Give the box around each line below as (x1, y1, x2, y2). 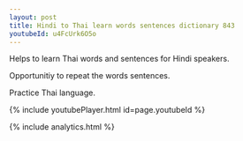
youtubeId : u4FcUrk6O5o (9, 29, 97, 38)
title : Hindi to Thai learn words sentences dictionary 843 (9, 21, 236, 30)
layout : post (9, 12, 57, 22)
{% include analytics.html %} (9, 122, 115, 132)
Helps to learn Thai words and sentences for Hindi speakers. (9, 54, 230, 64)
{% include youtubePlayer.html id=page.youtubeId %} (9, 105, 206, 115)
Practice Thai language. (9, 87, 95, 98)
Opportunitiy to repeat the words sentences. (9, 70, 171, 81)
